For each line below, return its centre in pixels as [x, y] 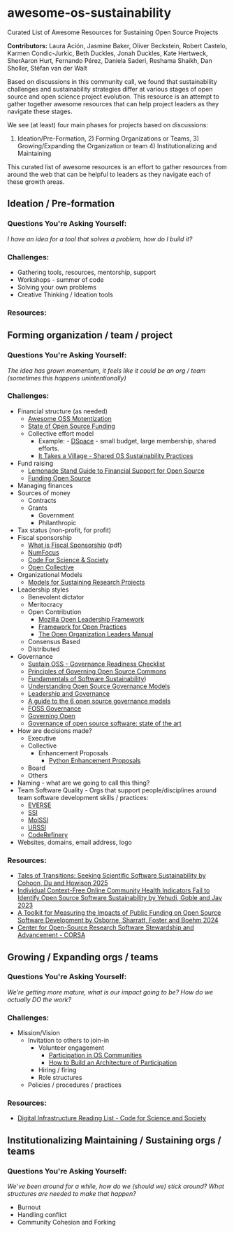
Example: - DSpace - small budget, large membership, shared [127, 441]
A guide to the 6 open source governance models [99, 701]
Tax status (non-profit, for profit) [64, 530]
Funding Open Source [59, 478]
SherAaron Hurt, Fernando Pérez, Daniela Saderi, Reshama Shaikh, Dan [110, 60]
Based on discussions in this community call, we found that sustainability [112, 81]
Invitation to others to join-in [68, 1041]
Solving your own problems [57, 287]
